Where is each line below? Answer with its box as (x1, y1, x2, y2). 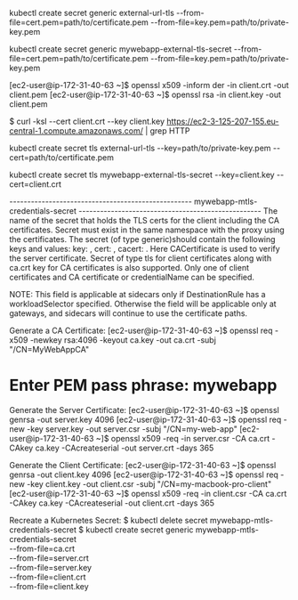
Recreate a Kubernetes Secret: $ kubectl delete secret (9, 515, 208, 525)
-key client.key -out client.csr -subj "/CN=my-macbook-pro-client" (26, 478, 272, 489)
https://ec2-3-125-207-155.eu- (165, 116, 279, 126)
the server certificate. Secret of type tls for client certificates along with (9, 253, 272, 264)
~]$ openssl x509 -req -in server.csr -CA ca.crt (95, 433, 270, 443)
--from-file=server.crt (9, 552, 89, 564)
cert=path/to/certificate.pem (9, 152, 114, 163)
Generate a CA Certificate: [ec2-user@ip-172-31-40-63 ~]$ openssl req (9, 325, 273, 336)
